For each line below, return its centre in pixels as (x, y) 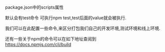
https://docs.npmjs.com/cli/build (38, 44)
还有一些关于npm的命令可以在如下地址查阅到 (51, 39)
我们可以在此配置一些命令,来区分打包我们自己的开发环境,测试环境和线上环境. (83, 28)
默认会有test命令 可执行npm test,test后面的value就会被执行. (66, 18)
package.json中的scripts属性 (34, 7)
